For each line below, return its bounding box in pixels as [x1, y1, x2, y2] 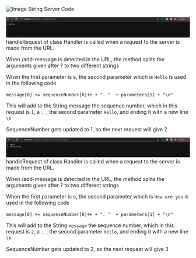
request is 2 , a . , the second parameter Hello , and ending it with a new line [6, 228, 188, 235]
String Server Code [28, 6, 75, 12]
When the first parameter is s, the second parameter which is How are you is [6, 193, 189, 200]
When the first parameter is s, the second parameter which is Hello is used [6, 73, 187, 80]
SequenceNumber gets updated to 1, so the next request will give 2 [6, 125, 168, 133]
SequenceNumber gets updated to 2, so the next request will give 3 [6, 245, 169, 252]
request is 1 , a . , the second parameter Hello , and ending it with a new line [6, 108, 188, 115]
